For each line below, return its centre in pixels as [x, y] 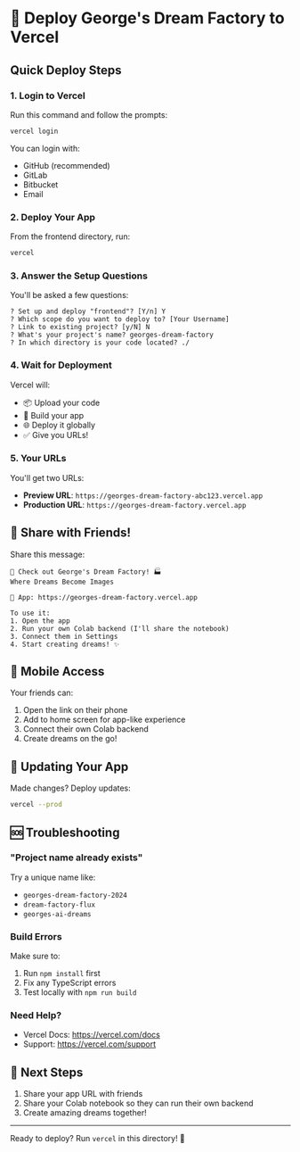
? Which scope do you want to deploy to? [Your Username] [120, 319]
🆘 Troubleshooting [65, 832]
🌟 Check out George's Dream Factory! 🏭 [86, 572]
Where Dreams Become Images [62, 582]
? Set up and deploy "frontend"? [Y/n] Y [88, 311]
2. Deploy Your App [53, 217]
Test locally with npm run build [80, 992]
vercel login [34, 131]
